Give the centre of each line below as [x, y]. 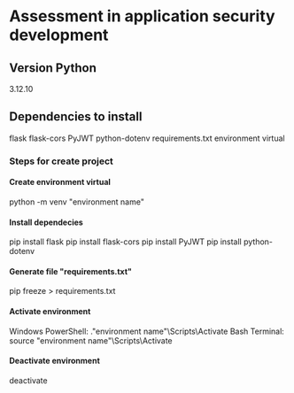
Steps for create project [61, 161]
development [59, 35]
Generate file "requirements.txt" [71, 271]
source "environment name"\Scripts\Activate [91, 340]
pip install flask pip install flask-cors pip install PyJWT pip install [125, 242]
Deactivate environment [54, 361]
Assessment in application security [143, 16]
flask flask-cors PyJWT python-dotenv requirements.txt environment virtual [147, 138]
